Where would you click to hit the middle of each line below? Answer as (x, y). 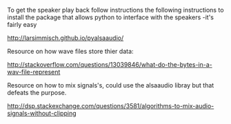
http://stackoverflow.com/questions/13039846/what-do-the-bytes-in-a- (110, 64)
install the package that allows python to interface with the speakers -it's (110, 17)
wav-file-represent (34, 72)
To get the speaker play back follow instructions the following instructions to (115, 10)
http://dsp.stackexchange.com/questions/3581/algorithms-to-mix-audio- (111, 106)
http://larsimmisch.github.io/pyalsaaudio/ (66, 38)
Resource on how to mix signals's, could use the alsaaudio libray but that (111, 85)
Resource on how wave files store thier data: (70, 51)
